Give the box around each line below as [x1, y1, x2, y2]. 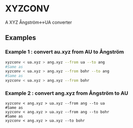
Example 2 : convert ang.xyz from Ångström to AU [5, 89, 129, 96]
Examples [5, 34, 36, 42]
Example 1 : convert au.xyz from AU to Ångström [5, 48, 125, 55]
